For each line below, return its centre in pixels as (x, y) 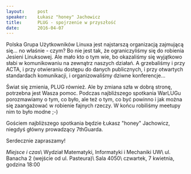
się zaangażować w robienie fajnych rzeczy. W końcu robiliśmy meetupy (93, 105)
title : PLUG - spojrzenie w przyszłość (61, 22)
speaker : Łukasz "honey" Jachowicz (53, 17)
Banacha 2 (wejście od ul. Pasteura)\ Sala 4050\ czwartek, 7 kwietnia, (90, 158)
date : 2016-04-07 (35, 28)
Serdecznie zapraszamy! (36, 141)
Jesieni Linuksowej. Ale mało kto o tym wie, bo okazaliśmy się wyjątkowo (94, 57)
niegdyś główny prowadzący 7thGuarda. (55, 129)
